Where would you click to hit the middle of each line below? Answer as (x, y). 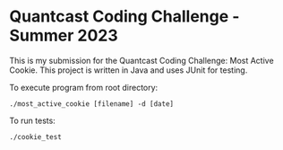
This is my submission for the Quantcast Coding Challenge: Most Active (142, 60)
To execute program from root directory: (84, 87)
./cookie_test (36, 137)
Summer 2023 (64, 35)
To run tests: (32, 120)
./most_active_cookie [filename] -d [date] (92, 104)
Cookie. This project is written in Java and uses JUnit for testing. (129, 70)
